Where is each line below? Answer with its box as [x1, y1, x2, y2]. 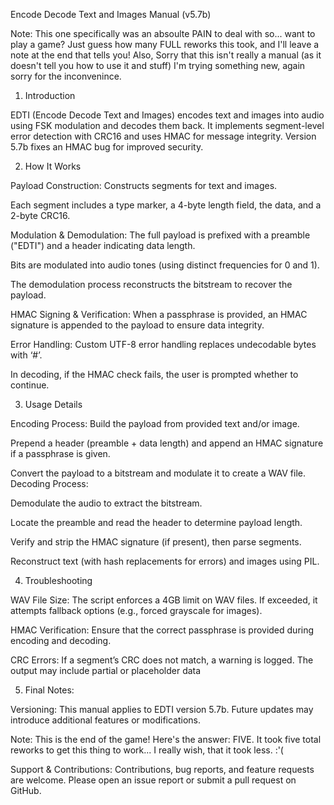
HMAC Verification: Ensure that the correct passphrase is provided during [10, 624, 315, 636]
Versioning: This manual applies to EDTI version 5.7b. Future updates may [10, 704, 314, 715]
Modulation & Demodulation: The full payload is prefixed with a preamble [10, 229, 311, 241]
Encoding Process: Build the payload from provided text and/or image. [10, 418, 300, 429]
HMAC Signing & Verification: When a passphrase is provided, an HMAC [10, 309, 308, 320]
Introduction [24, 90, 76, 101]
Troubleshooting [24, 575, 93, 586]
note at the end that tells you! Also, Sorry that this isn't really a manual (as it [10, 49, 322, 61]
